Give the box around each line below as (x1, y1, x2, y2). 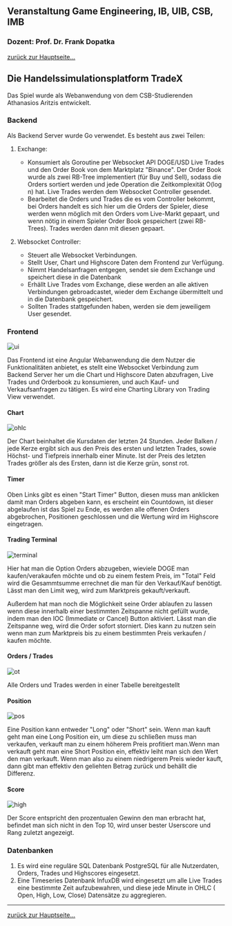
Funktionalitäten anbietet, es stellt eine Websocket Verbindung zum (7, 363, 199, 372)
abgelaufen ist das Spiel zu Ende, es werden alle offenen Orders (7, 505, 190, 513)
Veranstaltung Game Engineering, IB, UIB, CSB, (7, 6, 213, 17)
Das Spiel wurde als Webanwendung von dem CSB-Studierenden (7, 91, 193, 99)
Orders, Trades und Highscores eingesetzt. (17, 869, 140, 877)
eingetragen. (7, 519, 43, 528)
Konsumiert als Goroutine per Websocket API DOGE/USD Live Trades (27, 158, 224, 166)
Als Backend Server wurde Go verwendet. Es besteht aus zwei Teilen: (7, 131, 206, 139)
